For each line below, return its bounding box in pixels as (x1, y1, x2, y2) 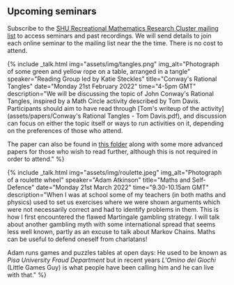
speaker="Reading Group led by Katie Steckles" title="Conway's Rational (7, 75, 217, 83)
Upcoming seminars (7, 6, 97, 17)
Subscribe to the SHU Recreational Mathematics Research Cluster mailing (7, 24, 219, 32)
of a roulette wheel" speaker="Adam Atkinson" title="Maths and (7, 176, 191, 184)
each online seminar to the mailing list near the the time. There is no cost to (7, 38, 224, 47)
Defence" (7, 183, 35, 191)
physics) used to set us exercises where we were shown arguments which (7, 198, 221, 206)
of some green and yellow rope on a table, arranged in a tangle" (7, 67, 191, 75)
